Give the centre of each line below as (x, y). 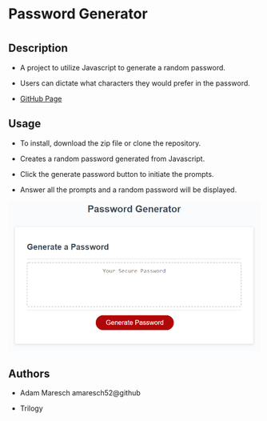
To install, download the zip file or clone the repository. (110, 143)
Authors (29, 373)
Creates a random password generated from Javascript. (112, 158)
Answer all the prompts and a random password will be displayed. (128, 190)
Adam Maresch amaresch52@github (80, 393)
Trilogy (32, 408)
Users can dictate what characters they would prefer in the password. (135, 83)
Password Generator (78, 14)
